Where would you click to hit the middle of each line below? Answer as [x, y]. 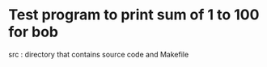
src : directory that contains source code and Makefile [99, 54]
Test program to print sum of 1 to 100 [134, 15]
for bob [34, 32]
